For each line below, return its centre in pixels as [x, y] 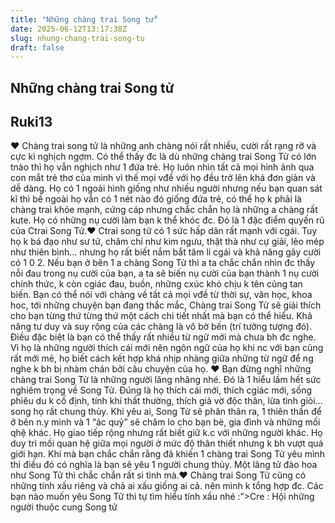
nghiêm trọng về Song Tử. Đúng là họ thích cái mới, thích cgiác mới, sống [161, 390]
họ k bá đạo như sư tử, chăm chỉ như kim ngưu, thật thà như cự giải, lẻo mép [167, 242]
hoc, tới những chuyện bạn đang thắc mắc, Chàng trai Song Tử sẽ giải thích [166, 305]
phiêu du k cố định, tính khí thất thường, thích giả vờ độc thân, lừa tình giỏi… [166, 401]
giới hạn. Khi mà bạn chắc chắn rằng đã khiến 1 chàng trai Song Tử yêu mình [167, 454]
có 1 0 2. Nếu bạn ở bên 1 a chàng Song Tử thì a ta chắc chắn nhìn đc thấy [163, 263]
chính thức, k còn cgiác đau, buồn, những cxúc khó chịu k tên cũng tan [156, 284]
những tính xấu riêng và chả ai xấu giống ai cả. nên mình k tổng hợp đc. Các [167, 486]
